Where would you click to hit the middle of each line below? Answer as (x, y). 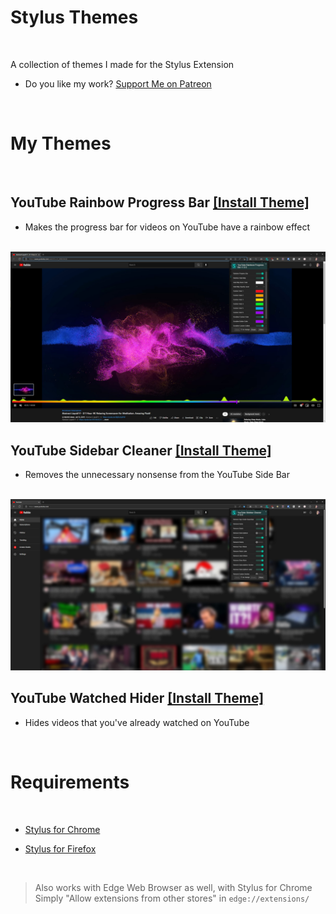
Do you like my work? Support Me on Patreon (118, 83)
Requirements (70, 782)
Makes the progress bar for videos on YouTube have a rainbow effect (167, 227)
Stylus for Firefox (60, 848)
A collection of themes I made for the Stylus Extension (122, 64)
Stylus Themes (74, 17)
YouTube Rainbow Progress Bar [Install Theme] (160, 202)
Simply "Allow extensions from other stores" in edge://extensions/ (172, 898)
